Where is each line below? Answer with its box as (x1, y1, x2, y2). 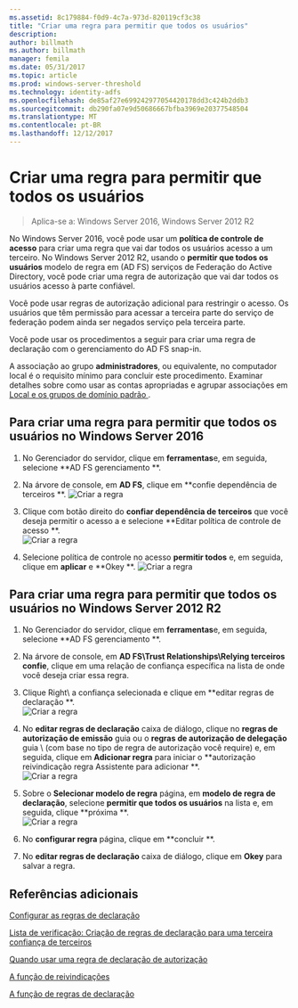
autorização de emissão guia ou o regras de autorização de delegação (21, 733, 287, 744)
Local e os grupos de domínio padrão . (9, 389, 151, 399)
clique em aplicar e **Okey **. (21, 561, 136, 571)
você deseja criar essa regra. (21, 670, 129, 681)
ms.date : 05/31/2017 (9, 63, 86, 72)
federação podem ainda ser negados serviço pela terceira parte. (9, 316, 246, 327)
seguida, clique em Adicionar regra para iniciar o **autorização (21, 752, 256, 763)
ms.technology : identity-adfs (9, 87, 122, 96)
